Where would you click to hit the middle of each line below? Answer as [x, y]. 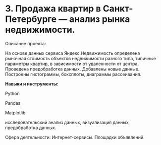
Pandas [13, 103]
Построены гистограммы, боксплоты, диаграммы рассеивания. [73, 74]
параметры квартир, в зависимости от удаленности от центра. [72, 64]
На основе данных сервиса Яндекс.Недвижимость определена [73, 53]
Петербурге [31, 19]
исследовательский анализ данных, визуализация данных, [68, 122]
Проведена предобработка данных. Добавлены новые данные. [72, 69]
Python [12, 93]
